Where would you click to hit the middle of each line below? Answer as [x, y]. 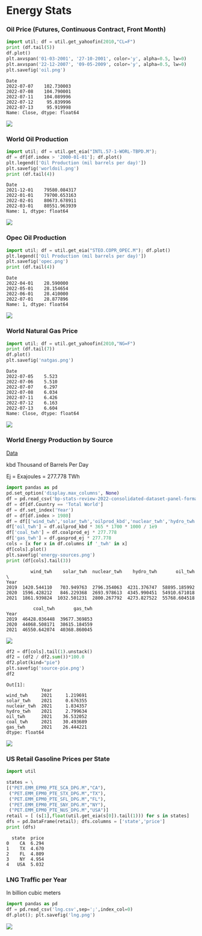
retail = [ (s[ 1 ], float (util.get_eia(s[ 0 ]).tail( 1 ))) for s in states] [98, 816]
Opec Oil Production [36, 238]
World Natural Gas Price [42, 331]
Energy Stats [39, 11]
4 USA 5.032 [25, 864]
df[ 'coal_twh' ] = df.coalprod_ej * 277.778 [62, 533]
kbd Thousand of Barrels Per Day [47, 465]
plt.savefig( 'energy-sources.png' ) [51, 555]
